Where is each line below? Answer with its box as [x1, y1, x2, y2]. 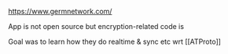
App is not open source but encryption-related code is [8, 22, 185, 31]
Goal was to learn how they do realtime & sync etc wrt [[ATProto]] [8, 37, 222, 46]
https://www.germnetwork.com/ [8, 7, 112, 16]
